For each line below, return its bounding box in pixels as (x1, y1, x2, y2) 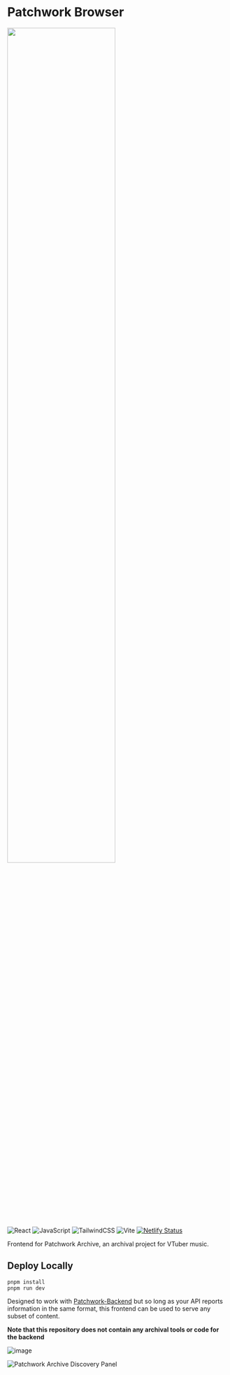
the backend (7, 1332, 45, 1341)
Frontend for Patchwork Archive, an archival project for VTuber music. (7, 1239, 209, 1248)
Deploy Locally (7, 1260, 73, 1272)
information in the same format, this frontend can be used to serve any (7, 1304, 211, 1313)
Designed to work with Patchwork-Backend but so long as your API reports (7, 1297, 224, 1305)
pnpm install (7, 1279, 45, 1286)
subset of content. (7, 1311, 60, 1320)
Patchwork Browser (7, 4, 124, 20)
